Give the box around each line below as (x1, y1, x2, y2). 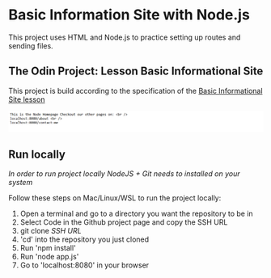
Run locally (8, 147, 66, 161)
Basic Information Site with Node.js (8, 6, 251, 24)
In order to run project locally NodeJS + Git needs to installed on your (8, 169, 240, 179)
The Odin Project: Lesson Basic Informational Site (8, 65, 264, 78)
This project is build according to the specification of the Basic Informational (8, 86, 263, 95)
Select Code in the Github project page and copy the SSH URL (19, 217, 228, 227)
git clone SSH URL (19, 226, 83, 236)
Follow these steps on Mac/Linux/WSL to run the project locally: (8, 193, 222, 203)
